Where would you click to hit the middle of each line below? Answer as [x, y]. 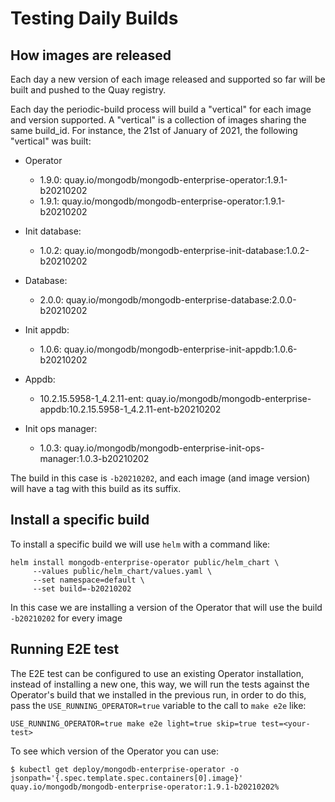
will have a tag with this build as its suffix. [96, 488]
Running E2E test [65, 649]
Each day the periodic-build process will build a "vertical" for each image [161, 109]
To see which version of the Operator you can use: [115, 751]
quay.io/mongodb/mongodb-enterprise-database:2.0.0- [181, 300]
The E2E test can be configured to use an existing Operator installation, [157, 673]
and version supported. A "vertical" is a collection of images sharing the [158, 120]
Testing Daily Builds [94, 18]
